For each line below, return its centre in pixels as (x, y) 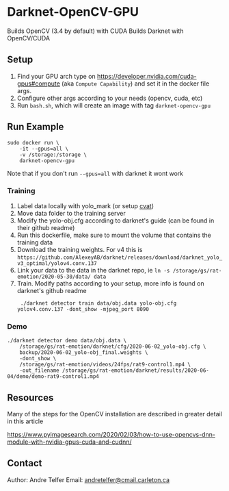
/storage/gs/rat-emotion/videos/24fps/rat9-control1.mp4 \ (105, 365)
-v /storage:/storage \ (53, 155)
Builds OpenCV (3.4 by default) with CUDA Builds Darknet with (95, 31)
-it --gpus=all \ (44, 149)
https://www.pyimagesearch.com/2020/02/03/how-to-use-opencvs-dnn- (111, 434)
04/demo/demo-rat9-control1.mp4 (53, 377)
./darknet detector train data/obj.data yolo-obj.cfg (98, 303)
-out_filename (39, 370)
